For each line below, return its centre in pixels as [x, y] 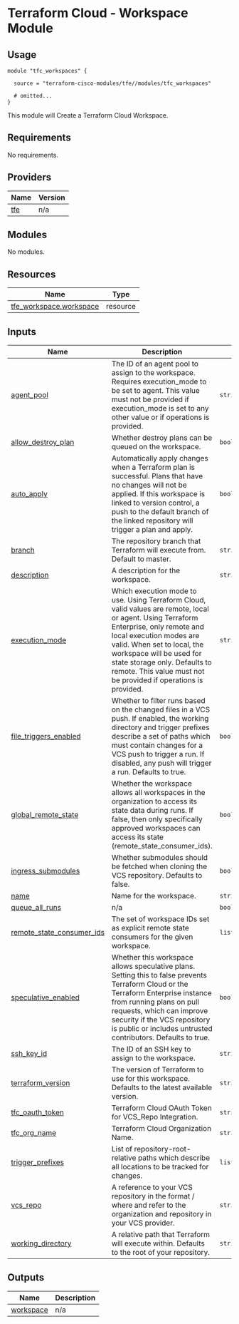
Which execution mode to [154, 591]
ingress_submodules [46, 871]
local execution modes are [155, 636]
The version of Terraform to [158, 1069]
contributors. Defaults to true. [160, 1037]
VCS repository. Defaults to [157, 876]
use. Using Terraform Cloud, [159, 600]
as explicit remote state [150, 928]
